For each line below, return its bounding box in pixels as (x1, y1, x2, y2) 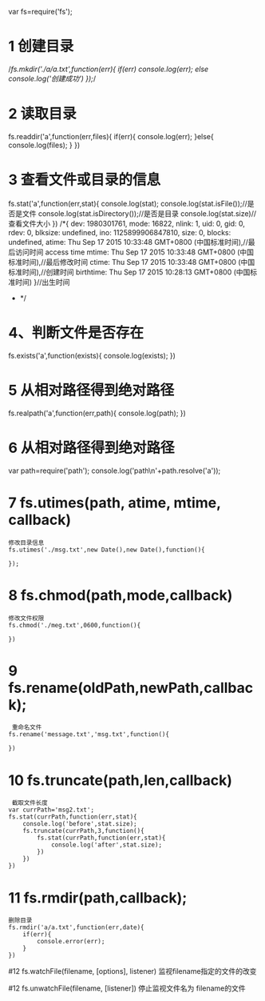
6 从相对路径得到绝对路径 (8, 438, 175, 457)
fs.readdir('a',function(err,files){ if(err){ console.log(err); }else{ (8, 131, 214, 141)
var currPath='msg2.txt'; (8, 806, 94, 815)
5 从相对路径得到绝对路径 (8, 381, 175, 399)
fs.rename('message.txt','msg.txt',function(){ (8, 731, 170, 739)
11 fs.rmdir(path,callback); (8, 888, 188, 907)
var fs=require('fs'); (8, 7, 73, 16)
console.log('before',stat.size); (22, 820, 137, 828)
